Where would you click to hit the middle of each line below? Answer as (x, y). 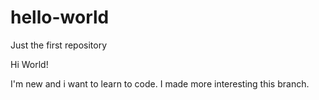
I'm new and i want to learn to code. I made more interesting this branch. (160, 83)
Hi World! (29, 64)
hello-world (60, 17)
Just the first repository (59, 45)
